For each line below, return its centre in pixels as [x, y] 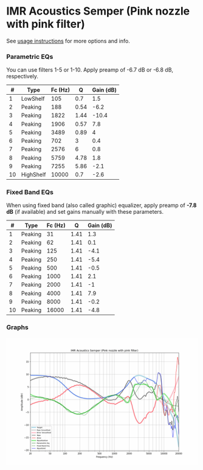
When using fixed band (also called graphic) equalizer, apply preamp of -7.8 [101, 205]
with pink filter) [46, 24]
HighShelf [33, 175]
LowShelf [33, 98]
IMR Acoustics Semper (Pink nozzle [98, 11]
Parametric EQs [30, 56]
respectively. [22, 77]
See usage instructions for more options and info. [68, 41]
